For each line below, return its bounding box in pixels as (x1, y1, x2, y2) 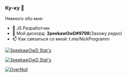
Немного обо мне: (5, 16, 44, 22)
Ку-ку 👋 (5, 4, 25, 11)
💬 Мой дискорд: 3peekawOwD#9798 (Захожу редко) (12, 31, 123, 37)
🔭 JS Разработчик (12, 25, 50, 31)
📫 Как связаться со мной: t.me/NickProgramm (12, 36, 110, 42)
